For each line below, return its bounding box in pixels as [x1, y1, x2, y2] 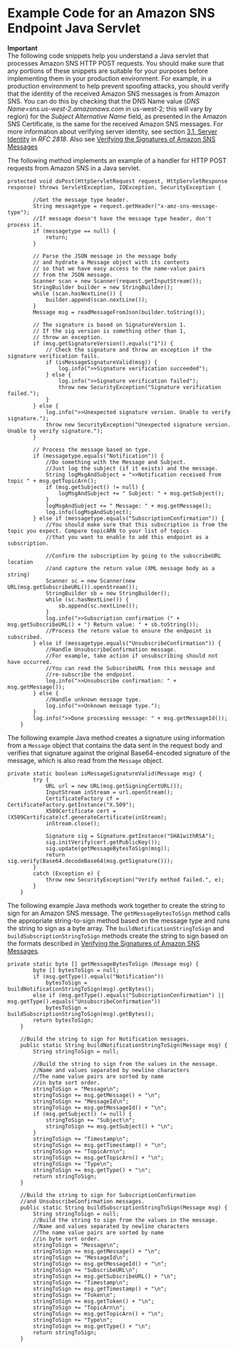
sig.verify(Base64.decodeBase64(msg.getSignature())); [7, 857, 174, 864]
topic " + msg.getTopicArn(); [7, 477, 98, 485]
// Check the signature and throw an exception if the [45, 346, 212, 353]
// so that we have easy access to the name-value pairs [33, 265, 205, 272]
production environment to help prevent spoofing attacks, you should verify [7, 81, 229, 90]
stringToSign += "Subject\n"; [45, 1116, 135, 1123]
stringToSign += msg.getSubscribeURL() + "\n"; [33, 1273, 177, 1280]
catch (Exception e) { [33, 869, 100, 877]
